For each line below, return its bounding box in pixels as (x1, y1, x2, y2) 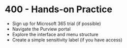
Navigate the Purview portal (12, 26, 71, 32)
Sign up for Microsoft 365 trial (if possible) (12, 20, 101, 27)
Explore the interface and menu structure (12, 31, 99, 37)
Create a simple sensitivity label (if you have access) (12, 37, 122, 43)
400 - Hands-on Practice (5, 4, 113, 15)
